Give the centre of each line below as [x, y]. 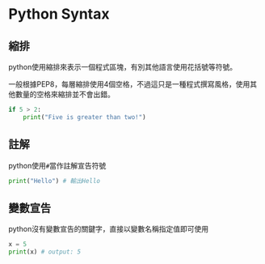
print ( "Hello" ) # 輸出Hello [55, 181]
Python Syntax [59, 14]
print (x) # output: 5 [45, 252]
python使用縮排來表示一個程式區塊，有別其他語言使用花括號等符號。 [122, 67]
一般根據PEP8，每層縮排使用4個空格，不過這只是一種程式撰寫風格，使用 [129, 84]
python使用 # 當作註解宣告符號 [57, 165]
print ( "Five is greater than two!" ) [85, 117]
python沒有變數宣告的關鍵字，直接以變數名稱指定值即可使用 [108, 229]
